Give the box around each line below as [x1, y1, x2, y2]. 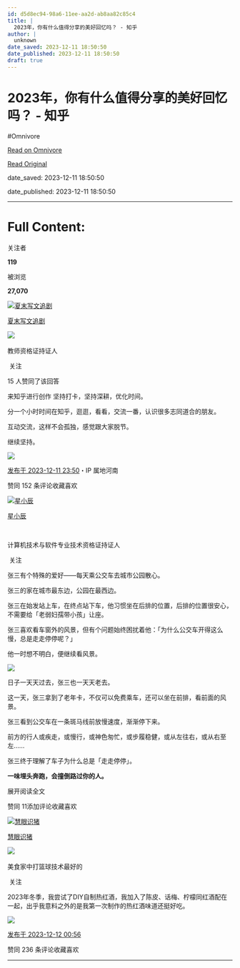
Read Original [7, 159, 48, 168]
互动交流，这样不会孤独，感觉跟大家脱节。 [7, 422, 133, 430]
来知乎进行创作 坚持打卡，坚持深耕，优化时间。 [7, 392, 147, 400]
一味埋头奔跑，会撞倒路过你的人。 [7, 772, 108, 780]
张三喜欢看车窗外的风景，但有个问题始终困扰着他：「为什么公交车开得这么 [7, 625, 224, 634]
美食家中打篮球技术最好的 [7, 862, 83, 871]
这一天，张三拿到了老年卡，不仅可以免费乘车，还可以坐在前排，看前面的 [7, 693, 220, 702]
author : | [7, 30, 37, 38]
